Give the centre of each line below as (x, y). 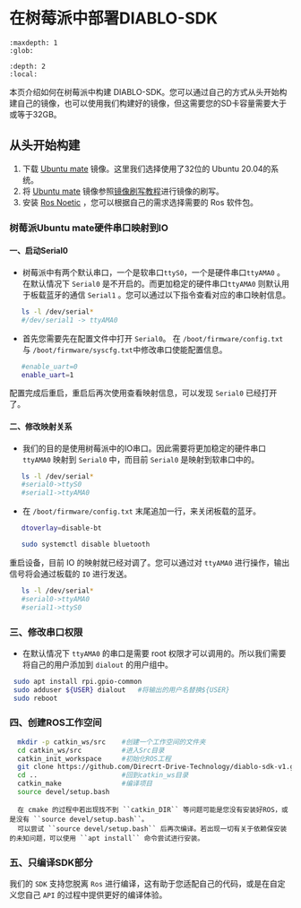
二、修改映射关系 (41, 426)
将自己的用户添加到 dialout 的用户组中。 (97, 664)
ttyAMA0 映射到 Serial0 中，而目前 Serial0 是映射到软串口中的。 (141, 459)
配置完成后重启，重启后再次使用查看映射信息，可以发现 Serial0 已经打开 (143, 393)
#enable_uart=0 (49, 367)
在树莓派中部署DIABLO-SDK (113, 18)
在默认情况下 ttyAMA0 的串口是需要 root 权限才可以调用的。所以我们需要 (154, 653)
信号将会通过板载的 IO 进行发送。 (71, 574)
